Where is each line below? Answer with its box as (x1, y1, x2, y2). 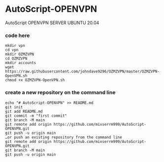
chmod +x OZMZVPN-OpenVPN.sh (5, 78, 65, 83)
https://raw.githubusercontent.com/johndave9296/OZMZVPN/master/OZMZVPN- (5, 69, 160, 74)
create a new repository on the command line (5, 89, 116, 96)
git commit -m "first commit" (5, 113, 67, 118)
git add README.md (5, 109, 43, 114)
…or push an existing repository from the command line (5, 134, 122, 140)
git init (5, 104, 23, 109)
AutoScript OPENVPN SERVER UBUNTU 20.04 (5, 20, 99, 26)
